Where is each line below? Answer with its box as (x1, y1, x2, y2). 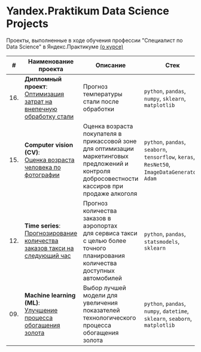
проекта (38, 65, 64, 73)
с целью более (83, 236, 127, 245)
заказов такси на (25, 244, 74, 252)
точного (83, 244, 106, 252)
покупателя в (83, 129, 122, 138)
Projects (6, 17, 49, 31)
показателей (83, 306, 120, 314)
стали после (83, 97, 119, 105)
